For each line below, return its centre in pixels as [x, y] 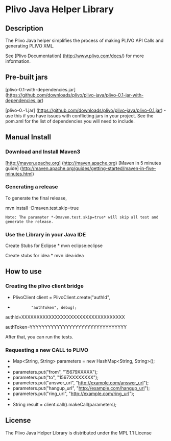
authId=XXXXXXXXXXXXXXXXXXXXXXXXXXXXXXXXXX [65, 317]
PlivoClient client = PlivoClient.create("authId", [62, 297]
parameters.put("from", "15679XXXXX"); [55, 372]
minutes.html [19, 174]
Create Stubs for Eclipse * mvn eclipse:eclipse [54, 246]
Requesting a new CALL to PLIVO [47, 350]
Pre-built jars [27, 77]
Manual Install [28, 137]
